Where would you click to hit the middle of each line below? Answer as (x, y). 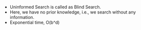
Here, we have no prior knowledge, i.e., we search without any (73, 12)
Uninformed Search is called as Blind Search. (55, 7)
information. (22, 17)
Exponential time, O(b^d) (35, 22)
